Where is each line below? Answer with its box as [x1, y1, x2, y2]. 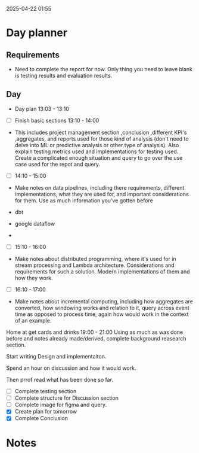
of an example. [14, 317, 52, 324]
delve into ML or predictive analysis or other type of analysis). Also [14, 141, 179, 148]
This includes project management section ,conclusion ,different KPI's [14, 129, 187, 136]
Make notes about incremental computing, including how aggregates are [14, 298, 194, 305]
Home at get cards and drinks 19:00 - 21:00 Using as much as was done [6, 329, 184, 336]
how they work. [14, 275, 53, 281]
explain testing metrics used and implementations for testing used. [14, 148, 179, 155]
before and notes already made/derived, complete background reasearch [6, 335, 186, 342]
